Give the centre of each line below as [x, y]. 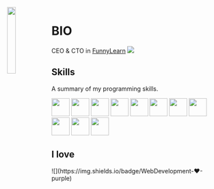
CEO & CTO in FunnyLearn [89, 50]
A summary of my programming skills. [105, 89]
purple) [62, 178]
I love [63, 155]
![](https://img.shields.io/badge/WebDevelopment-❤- [127, 171]
